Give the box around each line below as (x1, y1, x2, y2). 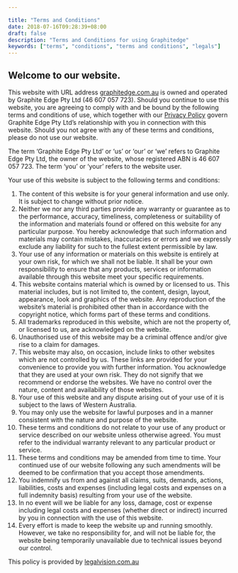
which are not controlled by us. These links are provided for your (18, 355, 208, 364)
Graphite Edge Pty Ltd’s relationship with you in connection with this (8, 118, 207, 126)
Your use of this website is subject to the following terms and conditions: (8, 175, 220, 184)
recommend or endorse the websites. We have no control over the (18, 377, 212, 386)
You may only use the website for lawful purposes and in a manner (18, 408, 213, 416)
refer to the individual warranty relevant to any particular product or (18, 438, 215, 447)
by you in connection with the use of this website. (18, 513, 164, 522)
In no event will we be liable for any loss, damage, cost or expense (18, 498, 212, 507)
